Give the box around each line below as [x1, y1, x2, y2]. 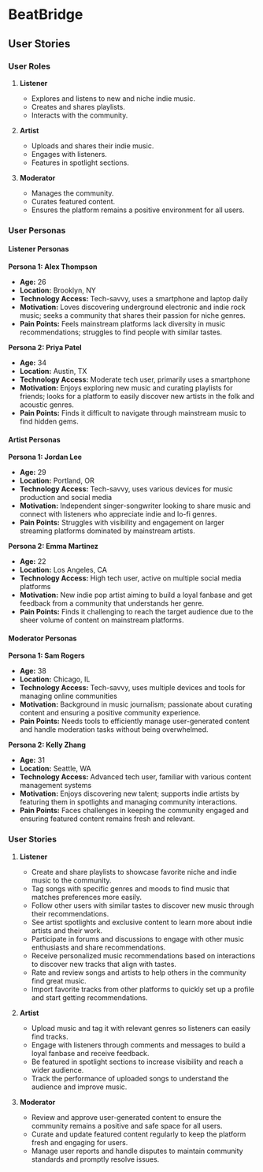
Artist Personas [8, 435, 61, 444]
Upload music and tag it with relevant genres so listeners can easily [31, 1023, 250, 1032]
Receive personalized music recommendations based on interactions [31, 950, 256, 960]
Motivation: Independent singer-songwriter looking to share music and [19, 501, 250, 510]
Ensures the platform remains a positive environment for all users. [31, 205, 245, 215]
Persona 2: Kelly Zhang [8, 740, 87, 750]
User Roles [8, 61, 51, 72]
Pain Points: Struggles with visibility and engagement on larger [19, 518, 224, 528]
